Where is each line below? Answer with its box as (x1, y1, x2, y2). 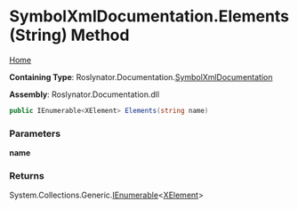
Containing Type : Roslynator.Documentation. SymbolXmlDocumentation (9, 71, 273, 82)
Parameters (9, 127, 60, 140)
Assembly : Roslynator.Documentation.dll (9, 89, 160, 100)
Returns (9, 170, 44, 182)
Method (70, 25, 130, 45)
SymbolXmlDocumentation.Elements (9, 6, 290, 27)
